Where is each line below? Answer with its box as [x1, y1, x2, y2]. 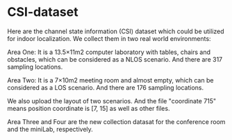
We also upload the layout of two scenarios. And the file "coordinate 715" [7, 96, 217, 105]
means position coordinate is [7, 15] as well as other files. [7, 104, 170, 112]
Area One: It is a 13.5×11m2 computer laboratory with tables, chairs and [7, 48, 210, 56]
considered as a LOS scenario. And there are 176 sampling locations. [7, 83, 204, 91]
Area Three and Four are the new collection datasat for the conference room [7, 117, 226, 125]
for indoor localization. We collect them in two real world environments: [7, 34, 211, 42]
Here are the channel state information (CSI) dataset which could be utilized [7, 27, 224, 35]
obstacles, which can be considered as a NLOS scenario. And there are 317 [7, 55, 223, 63]
